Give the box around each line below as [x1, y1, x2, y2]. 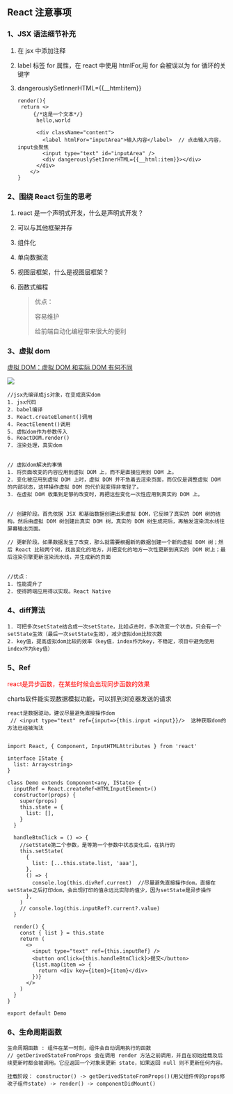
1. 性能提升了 [7, 580, 43, 588]
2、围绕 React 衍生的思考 [7, 191, 93, 201]
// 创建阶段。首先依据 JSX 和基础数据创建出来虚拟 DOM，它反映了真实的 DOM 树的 [7, 511, 216, 518]
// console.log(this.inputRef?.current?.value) [19, 905, 160, 912]
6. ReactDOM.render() [7, 434, 70, 442]
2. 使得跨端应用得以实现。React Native [7, 588, 111, 595]
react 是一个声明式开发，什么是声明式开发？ [17, 208, 144, 217]
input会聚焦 [17, 143, 49, 151]
